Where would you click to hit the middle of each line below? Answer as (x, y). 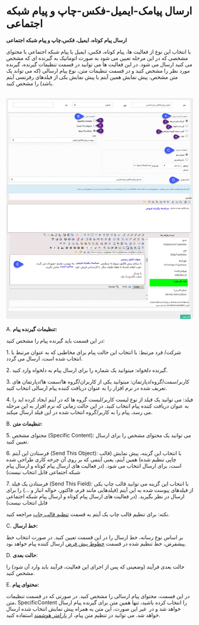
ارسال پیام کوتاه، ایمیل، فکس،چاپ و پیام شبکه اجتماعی (67, 40)
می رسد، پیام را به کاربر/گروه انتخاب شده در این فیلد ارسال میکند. (79, 412)
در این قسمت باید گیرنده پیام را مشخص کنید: (56, 340)
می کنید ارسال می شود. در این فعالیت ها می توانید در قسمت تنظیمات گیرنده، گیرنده (99, 64)
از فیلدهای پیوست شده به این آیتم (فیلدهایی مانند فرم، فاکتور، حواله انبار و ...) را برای (100, 490)
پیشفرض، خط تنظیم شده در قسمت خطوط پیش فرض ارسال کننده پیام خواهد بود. (96, 543)
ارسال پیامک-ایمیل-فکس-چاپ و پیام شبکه (99, 11)
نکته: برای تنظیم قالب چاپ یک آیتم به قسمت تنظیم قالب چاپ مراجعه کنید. (88, 514)
